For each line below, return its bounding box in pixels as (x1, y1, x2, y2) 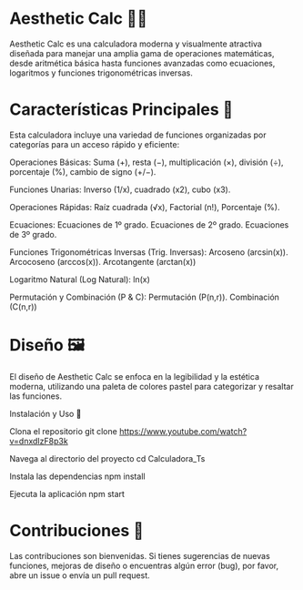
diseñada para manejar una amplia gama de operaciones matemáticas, (9, 47, 275, 58)
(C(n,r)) (9, 300, 38, 312)
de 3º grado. (9, 229, 57, 239)
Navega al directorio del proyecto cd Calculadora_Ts (9, 453, 206, 463)
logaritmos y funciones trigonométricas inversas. (9, 67, 193, 78)
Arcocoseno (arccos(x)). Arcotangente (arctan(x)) (9, 256, 197, 267)
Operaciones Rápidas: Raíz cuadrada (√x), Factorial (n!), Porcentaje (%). (9, 201, 280, 212)
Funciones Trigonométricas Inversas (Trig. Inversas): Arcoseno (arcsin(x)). (9, 246, 288, 258)
